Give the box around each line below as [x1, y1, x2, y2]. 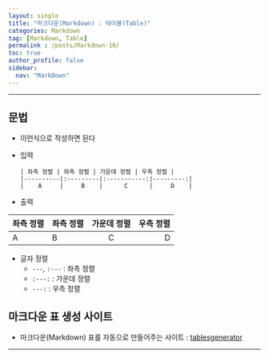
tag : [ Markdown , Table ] [8, 34, 88, 43]
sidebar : [8, 64, 38, 72]
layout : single [8, 11, 59, 20]
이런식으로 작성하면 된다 [19, 133, 96, 143]
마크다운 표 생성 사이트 [8, 310, 114, 323]
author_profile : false [8, 57, 84, 65]
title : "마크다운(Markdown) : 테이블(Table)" [8, 19, 151, 27]
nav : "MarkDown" [15, 71, 70, 79]
